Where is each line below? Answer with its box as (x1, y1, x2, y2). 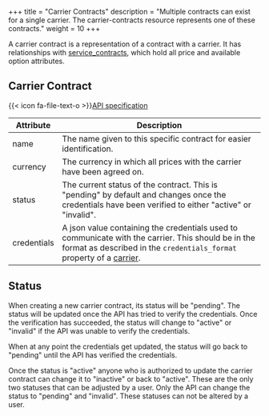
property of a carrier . (62, 252, 141, 263)
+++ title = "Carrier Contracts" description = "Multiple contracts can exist (8, 7, 251, 16)
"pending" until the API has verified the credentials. (8, 350, 178, 359)
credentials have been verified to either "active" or (62, 199, 252, 210)
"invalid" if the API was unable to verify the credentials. (8, 326, 191, 335)
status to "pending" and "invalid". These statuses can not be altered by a (8, 391, 249, 401)
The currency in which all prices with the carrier (62, 156, 242, 167)
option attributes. (8, 56, 66, 66)
